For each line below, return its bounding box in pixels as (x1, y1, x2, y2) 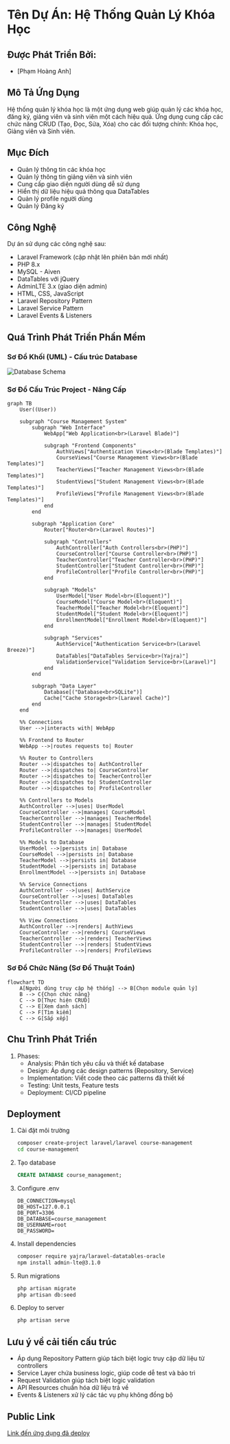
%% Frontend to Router (19, 737, 84, 744)
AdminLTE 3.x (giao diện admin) (16, 282, 108, 291)
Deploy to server (16, 1304, 65, 1312)
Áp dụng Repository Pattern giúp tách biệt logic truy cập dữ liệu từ (16, 1354, 205, 1363)
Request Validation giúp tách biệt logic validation (16, 1376, 155, 1384)
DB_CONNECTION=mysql (16, 1197, 76, 1204)
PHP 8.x (16, 260, 41, 269)
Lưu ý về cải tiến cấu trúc (7, 1336, 117, 1348)
